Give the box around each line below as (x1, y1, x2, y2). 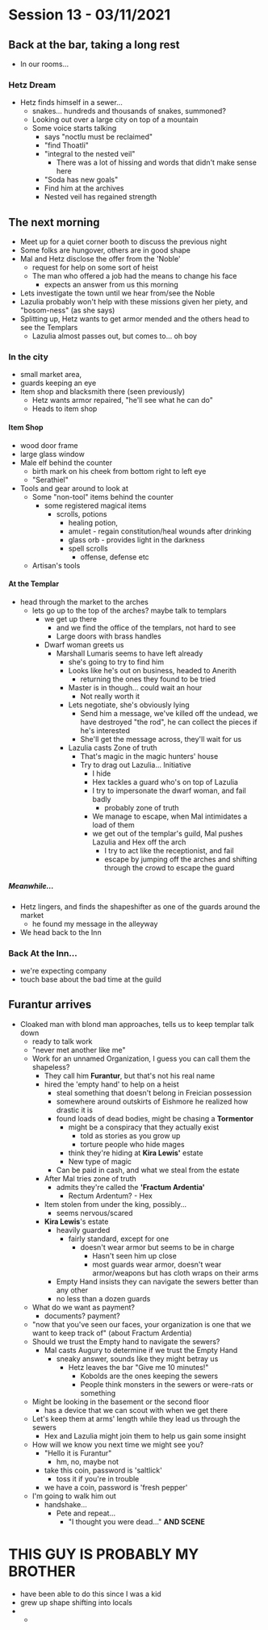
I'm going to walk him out (31, 1491, 117, 1501)
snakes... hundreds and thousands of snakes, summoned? (31, 107, 226, 116)
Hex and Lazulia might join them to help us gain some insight (44, 1431, 246, 1440)
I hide (92, 769, 111, 778)
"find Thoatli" (44, 140, 89, 150)
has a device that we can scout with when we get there (44, 1405, 228, 1414)
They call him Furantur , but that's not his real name (44, 1071, 216, 1080)
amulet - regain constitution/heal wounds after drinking (68, 526, 252, 536)
